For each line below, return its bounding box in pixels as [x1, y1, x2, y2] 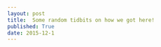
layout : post [7, 10, 45, 17]
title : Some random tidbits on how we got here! [7, 17, 155, 23]
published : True [7, 23, 55, 30]
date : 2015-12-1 [7, 29, 55, 37]
